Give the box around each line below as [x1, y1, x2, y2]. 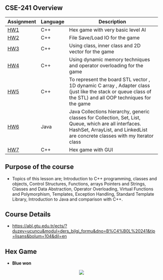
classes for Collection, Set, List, [69, 114, 141, 121]
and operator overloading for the [69, 62, 144, 69]
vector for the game [69, 48, 114, 55]
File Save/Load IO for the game [69, 34, 140, 41]
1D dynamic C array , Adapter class [69, 82, 150, 89]
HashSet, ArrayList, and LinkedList [69, 126, 147, 133]
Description [98, 18, 126, 25]
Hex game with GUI [69, 146, 113, 153]
